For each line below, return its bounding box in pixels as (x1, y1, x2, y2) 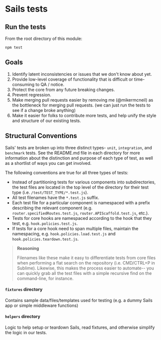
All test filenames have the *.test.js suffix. (12, 195, 99, 200)
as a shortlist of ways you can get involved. (5, 160, 92, 166)
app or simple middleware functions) (5, 303, 79, 308)
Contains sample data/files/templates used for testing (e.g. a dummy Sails (5, 297, 153, 303)
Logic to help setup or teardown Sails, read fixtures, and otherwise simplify (5, 324, 155, 330)
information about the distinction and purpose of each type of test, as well (5, 155, 153, 161)
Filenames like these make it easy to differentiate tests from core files (16, 254, 156, 261)
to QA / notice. (35, 81, 64, 87)
